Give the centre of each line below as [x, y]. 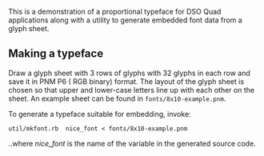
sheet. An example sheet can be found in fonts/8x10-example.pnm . [117, 98]
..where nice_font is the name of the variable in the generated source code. [132, 143]
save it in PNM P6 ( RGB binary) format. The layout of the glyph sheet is [126, 81]
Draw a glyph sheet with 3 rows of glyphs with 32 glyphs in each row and [129, 73]
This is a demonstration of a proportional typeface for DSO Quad [115, 12]
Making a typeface [56, 54]
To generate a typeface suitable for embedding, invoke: [100, 114]
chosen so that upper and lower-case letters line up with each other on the [131, 90]
